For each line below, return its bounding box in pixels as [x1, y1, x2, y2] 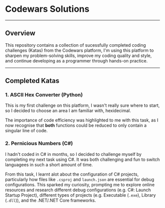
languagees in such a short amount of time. [5, 161, 93, 168]
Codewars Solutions [5, 3, 90, 15]
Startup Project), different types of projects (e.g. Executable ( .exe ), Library [5, 192, 156, 198]
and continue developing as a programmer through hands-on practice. [5, 58, 148, 63]
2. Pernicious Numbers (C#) [5, 140, 73, 147]
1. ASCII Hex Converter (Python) [5, 91, 83, 98]
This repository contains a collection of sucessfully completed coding [5, 42, 146, 48]
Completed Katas [5, 77, 60, 85]
